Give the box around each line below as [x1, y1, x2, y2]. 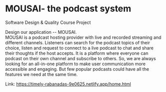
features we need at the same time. [5, 71, 78, 77]
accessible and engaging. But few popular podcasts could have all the [5, 66, 150, 72]
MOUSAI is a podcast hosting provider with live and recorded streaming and [5, 34, 162, 40]
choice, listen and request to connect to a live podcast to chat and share [5, 45, 154, 51]
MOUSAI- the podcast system [5, 3, 132, 14]
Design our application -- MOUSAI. [5, 29, 77, 35]
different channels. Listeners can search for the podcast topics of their [5, 39, 151, 45]
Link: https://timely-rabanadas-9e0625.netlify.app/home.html [5, 81, 131, 87]
